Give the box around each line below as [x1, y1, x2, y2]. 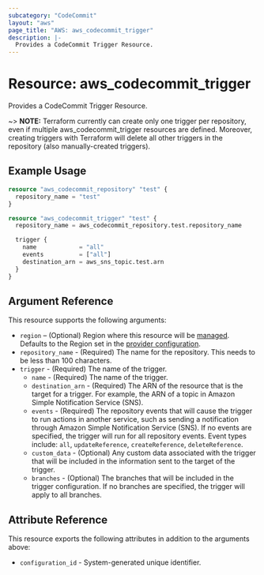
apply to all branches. [31, 490, 103, 500]
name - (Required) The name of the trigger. [31, 373, 168, 382]
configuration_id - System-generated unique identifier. [19, 558, 202, 567]
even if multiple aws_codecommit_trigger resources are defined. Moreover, [8, 125, 253, 134]
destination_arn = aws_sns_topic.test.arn [22, 257, 164, 265]
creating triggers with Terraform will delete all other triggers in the [8, 133, 224, 143]
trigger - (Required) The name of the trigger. [19, 364, 168, 374]
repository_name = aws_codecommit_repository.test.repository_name [15, 222, 243, 230]
